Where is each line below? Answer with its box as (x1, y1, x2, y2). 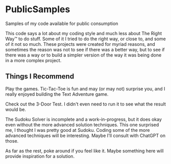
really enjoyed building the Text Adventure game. (5, 91, 109, 97)
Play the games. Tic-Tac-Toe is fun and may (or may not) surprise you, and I (5, 86, 165, 92)
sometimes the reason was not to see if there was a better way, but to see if (5, 46, 165, 52)
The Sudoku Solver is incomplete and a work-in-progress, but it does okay (5, 116, 162, 122)
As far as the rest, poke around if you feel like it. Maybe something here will (5, 148, 164, 154)
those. (5, 138, 19, 144)
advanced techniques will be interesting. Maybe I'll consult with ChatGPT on (5, 132, 166, 139)
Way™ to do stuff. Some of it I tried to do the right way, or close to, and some (5, 36, 166, 42)
